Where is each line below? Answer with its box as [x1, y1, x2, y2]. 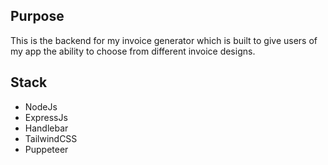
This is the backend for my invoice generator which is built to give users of [10, 34, 318, 46]
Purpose [10, 8, 65, 25]
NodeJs [24, 100, 58, 113]
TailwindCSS [24, 132, 78, 144]
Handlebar [24, 122, 69, 134]
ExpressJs [24, 111, 68, 123]
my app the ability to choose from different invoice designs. [10, 45, 256, 57]
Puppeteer [24, 143, 69, 155]
